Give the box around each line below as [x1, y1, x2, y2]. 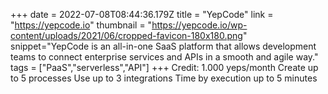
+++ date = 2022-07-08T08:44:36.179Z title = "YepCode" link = [10, 9, 274, 20]
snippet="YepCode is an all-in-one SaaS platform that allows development [10, 40, 317, 52]
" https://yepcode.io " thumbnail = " [10, 19, 153, 31]
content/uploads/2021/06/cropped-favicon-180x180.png [10, 30, 243, 41]
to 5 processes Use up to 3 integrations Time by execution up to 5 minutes [10, 72, 318, 84]
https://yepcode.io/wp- [151, 19, 248, 31]
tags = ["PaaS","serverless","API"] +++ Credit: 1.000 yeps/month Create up [10, 62, 319, 73]
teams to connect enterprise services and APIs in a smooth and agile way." [10, 51, 319, 63]
